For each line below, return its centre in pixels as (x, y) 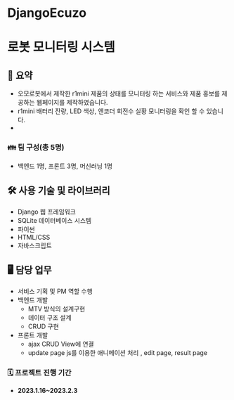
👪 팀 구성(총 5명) (36, 148)
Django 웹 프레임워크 (46, 212)
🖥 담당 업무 (30, 270)
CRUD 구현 (44, 327)
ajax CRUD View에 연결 (61, 344)
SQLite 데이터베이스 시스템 (54, 221)
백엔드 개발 (33, 300)
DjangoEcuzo (47, 13)
